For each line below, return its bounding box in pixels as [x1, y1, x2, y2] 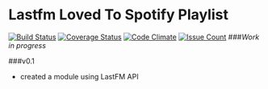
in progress [8, 40, 47, 50]
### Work [228, 32, 260, 42]
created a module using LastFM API [19, 71, 139, 81]
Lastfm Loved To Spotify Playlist [8, 6, 228, 24]
